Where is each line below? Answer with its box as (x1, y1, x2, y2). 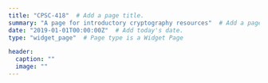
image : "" (15, 62, 48, 71)
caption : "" (15, 55, 56, 63)
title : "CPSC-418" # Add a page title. (8, 11, 145, 20)
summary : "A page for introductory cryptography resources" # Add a (8, 19, 245, 27)
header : (8, 48, 34, 56)
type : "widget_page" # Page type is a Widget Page (8, 33, 183, 42)
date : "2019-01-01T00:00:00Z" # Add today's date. (8, 26, 183, 34)
